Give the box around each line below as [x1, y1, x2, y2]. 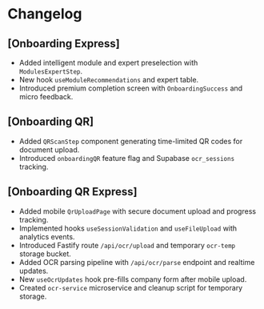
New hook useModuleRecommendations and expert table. [18, 75, 199, 84]
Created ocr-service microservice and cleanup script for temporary [18, 283, 243, 292]
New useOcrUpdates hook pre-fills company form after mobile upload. [18, 274, 247, 284]
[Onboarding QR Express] [7, 185, 138, 199]
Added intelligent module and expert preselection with [18, 58, 198, 67]
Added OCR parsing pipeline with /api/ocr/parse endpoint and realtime [18, 257, 255, 267]
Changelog [7, 5, 82, 23]
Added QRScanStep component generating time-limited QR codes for [18, 136, 243, 146]
